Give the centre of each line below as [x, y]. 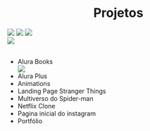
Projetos [118, 13]
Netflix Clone [36, 106]
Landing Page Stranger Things [62, 91]
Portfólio [30, 120]
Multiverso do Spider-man [55, 98]
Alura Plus [32, 76]
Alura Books [35, 61]
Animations [34, 83]
